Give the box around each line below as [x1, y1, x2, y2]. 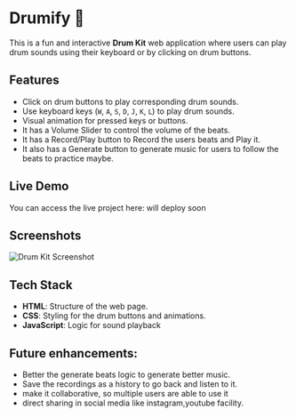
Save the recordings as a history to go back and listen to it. [21, 379, 238, 389]
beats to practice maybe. [21, 153, 114, 164]
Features [9, 73, 60, 88]
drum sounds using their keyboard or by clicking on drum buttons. [9, 46, 252, 57]
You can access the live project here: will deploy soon [9, 202, 206, 213]
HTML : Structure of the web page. [21, 301, 148, 312]
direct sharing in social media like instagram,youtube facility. [21, 397, 244, 408]
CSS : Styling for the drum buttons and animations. [21, 310, 206, 321]
